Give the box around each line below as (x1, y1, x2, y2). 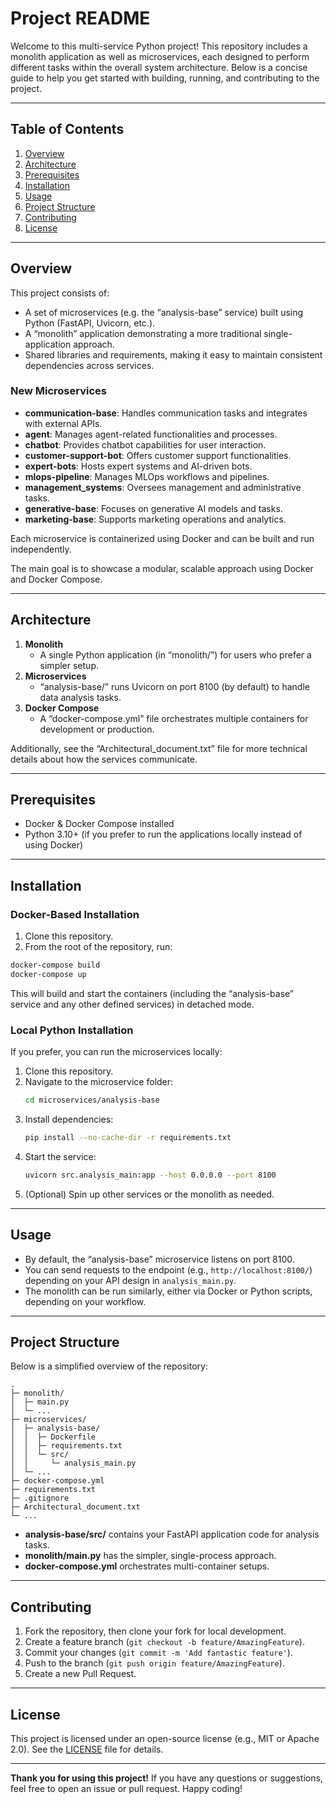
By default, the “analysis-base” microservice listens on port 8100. (24, 1253, 295, 1265)
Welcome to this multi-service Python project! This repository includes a (10, 40, 308, 52)
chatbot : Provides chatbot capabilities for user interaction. (24, 438, 267, 451)
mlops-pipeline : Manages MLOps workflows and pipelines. (24, 470, 270, 482)
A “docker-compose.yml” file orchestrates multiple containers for (39, 712, 309, 724)
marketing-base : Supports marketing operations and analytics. (24, 513, 287, 525)
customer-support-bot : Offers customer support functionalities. (24, 449, 292, 461)
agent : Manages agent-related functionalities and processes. (24, 428, 278, 440)
